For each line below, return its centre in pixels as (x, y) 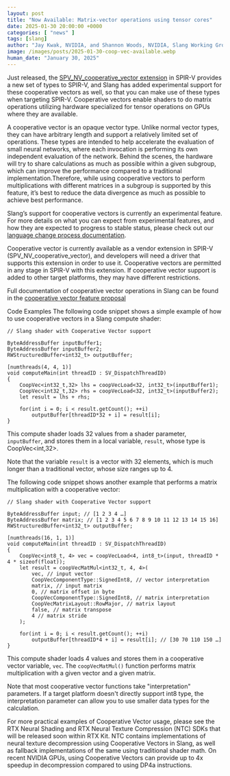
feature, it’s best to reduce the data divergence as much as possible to (106, 192)
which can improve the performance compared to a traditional (95, 171)
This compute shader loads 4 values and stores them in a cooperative (105, 658)
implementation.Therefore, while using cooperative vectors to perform (106, 178)
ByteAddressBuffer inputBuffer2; (55, 349)
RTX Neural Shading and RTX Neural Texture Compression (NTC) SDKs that (114, 728)
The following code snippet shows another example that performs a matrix (112, 482)
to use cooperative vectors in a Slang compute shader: (85, 318)
